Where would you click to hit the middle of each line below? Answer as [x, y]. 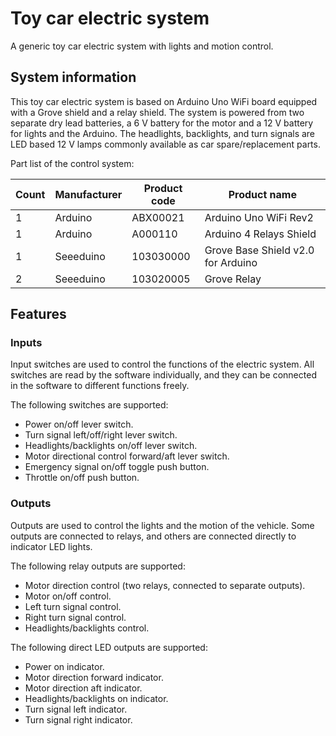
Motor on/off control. [68, 596]
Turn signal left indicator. [76, 709]
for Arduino [231, 262]
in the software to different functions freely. [100, 386]
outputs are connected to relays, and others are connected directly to [153, 536]
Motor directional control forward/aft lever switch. [127, 456]
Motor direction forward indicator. [94, 677]
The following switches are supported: [89, 405]
